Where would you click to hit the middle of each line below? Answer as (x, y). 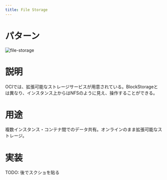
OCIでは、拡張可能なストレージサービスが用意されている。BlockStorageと (82, 87)
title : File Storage (27, 10)
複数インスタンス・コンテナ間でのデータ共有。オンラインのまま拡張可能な (82, 130)
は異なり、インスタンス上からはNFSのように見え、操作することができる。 (82, 93)
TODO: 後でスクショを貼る (32, 173)
